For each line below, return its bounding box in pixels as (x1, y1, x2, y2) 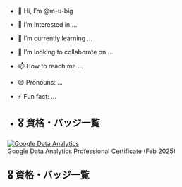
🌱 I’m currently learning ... (17, 34, 93, 42)
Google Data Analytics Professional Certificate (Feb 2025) (7, 147, 176, 155)
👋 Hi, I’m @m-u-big (17, 7, 73, 15)
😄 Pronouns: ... (17, 78, 63, 86)
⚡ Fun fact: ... (17, 92, 56, 100)
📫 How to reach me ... (17, 62, 83, 70)
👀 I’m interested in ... (17, 20, 78, 28)
